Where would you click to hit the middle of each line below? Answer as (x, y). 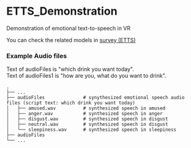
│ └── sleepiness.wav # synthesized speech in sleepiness (91, 130)
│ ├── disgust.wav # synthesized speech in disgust (87, 119)
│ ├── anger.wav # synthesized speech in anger (85, 114)
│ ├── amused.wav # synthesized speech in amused (86, 108)
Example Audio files (37, 56)
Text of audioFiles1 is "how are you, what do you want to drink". (86, 76)
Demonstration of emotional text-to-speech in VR (69, 28)
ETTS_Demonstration (62, 11)
